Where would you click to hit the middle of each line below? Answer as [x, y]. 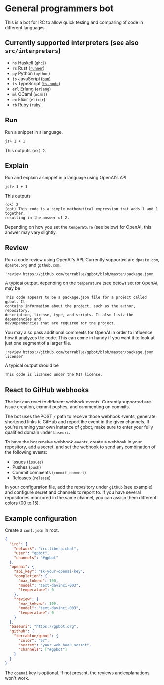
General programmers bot [59, 9]
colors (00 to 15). [22, 503]
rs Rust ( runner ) [29, 68]
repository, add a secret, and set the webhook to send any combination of [80, 447]
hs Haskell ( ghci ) [29, 63]
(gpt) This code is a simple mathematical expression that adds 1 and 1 [82, 209]
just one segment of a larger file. [38, 343]
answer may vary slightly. [31, 232]
